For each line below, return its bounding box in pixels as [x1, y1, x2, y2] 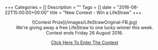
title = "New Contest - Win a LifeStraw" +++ [50, 9, 142, 15]
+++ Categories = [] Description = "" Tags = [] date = [5, 4, 116, 10]
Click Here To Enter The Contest [51, 39, 118, 45]
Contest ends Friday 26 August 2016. [46, 30, 124, 35]
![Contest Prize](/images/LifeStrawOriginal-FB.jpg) [31, 19, 138, 25]
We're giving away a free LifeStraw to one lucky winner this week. [15, 24, 154, 30]
